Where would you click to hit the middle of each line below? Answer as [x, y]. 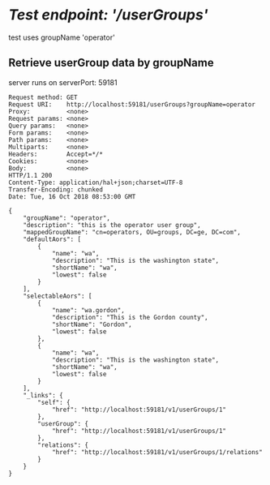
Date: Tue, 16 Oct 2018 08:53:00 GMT [72, 196]
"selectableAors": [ [58, 296]
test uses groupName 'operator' [62, 37]
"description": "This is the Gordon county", [130, 317]
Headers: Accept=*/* [56, 154]
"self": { [54, 402]
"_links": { [43, 395]
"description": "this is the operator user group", [112, 225]
